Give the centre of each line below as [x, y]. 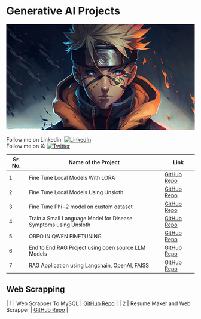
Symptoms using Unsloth [60, 225]
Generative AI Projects [63, 11]
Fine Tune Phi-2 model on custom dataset [81, 207]
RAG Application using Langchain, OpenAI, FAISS [89, 266]
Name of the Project [94, 162]
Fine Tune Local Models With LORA [72, 177]
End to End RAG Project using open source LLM [87, 248]
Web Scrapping [36, 289]
